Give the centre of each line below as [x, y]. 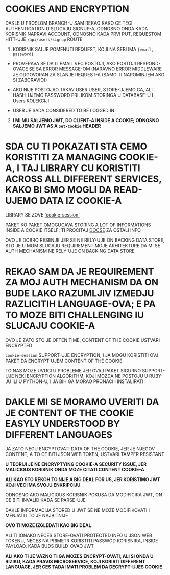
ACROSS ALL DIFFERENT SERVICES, [83, 179]
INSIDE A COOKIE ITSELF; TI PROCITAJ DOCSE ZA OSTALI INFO [73, 230]
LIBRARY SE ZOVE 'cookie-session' [43, 214]
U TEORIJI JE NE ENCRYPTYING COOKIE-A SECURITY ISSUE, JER [76, 464]
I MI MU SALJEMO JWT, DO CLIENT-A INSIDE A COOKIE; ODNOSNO [86, 120]
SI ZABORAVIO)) [30, 80]
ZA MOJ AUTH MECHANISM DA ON [82, 283]
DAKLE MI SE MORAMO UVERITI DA [82, 402]
